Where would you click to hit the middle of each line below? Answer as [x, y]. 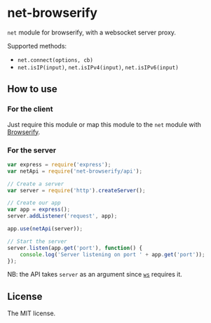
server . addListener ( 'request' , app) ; [62, 216]
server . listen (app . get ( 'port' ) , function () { [75, 248]
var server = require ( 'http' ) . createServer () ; [76, 190]
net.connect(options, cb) [55, 60]
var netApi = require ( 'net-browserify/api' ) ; [75, 171]
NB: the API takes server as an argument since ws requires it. [95, 275]
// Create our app [34, 203]
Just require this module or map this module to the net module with [104, 124]
